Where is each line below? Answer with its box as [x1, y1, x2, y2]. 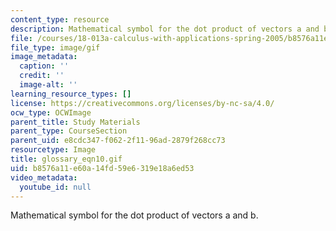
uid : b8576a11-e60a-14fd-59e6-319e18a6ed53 [10, 163, 195, 173]
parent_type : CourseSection [10, 126, 128, 136]
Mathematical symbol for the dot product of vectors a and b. [10, 209, 259, 221]
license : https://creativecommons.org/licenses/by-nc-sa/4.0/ [10, 98, 275, 108]
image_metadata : [10, 52, 78, 62]
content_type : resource [10, 14, 110, 25]
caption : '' [19, 61, 70, 71]
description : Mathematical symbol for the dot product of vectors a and [10, 24, 320, 34]
